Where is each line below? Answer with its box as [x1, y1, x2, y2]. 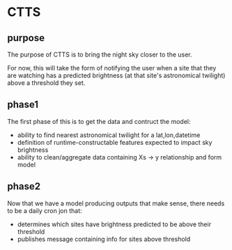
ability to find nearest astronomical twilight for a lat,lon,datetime [17, 130, 201, 139]
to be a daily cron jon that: [7, 206, 82, 214]
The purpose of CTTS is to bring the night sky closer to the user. [7, 50, 193, 58]
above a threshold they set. [7, 79, 86, 87]
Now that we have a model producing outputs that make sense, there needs [7, 199, 225, 208]
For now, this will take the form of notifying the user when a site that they [7, 64, 217, 72]
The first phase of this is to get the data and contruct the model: [7, 117, 191, 125]
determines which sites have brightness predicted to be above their [17, 220, 211, 228]
